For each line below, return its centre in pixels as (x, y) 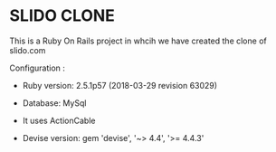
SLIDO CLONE (62, 16)
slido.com (28, 50)
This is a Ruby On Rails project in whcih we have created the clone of (138, 41)
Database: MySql (54, 103)
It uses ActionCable (59, 120)
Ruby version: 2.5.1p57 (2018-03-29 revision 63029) (120, 85)
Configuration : (38, 68)
